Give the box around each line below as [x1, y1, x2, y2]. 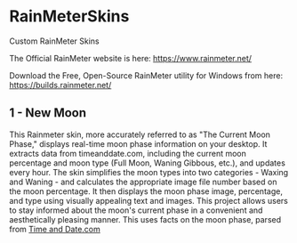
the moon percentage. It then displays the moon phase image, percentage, [9, 185, 283, 197]
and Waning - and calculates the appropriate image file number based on [9, 176, 277, 187]
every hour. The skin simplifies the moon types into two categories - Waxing [9, 166, 289, 177]
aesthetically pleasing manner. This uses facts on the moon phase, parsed [9, 214, 282, 224]
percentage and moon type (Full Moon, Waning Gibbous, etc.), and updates [9, 158, 286, 168]
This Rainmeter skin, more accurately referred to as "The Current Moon [9, 129, 271, 140]
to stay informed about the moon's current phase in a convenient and [9, 205, 263, 215]
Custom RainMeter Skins [9, 36, 100, 46]
